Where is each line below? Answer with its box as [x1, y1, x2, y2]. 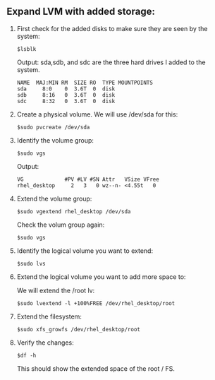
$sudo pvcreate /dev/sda [16, 124, 90, 131]
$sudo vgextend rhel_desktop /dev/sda [16, 208, 131, 215]
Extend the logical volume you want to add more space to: [16, 272, 186, 281]
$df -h [16, 352, 37, 359]
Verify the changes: [16, 338, 75, 347]
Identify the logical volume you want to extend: [16, 247, 153, 255]
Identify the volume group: [16, 136, 94, 144]
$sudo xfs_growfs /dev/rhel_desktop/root [16, 326, 140, 333]
